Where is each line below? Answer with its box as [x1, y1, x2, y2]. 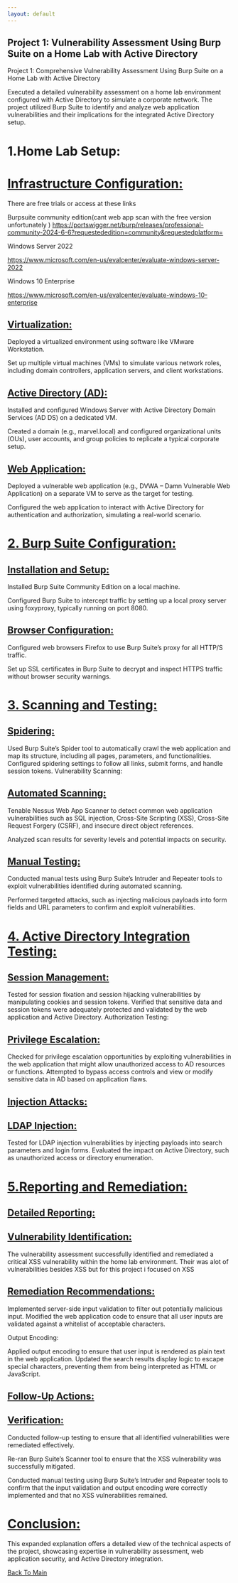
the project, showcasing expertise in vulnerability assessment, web [7, 1547, 204, 1555]
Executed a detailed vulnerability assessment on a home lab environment [7, 88, 222, 97]
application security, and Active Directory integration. [7, 1554, 163, 1563]
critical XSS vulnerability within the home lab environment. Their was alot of [7, 1257, 229, 1265]
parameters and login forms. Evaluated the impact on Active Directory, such [7, 1146, 229, 1155]
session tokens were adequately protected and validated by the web [7, 1005, 207, 1014]
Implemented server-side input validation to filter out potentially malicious [7, 1304, 223, 1313]
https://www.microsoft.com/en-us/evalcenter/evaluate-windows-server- [7, 255, 220, 264]
